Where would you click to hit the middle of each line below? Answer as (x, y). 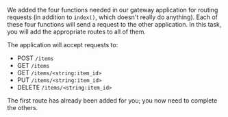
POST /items (35, 58)
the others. (23, 108)
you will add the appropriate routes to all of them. (76, 31)
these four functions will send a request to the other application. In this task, (114, 24)
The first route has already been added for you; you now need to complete (112, 101)
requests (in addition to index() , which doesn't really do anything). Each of (112, 17)
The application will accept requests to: (63, 45)
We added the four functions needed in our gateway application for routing (113, 10)
